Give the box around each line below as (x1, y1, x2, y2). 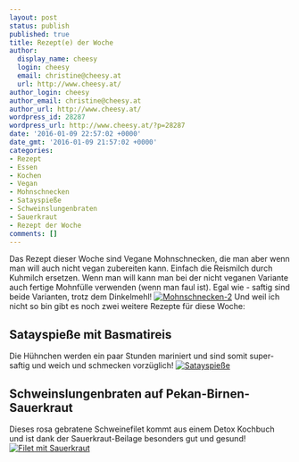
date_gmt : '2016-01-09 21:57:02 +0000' (9, 138, 158, 147)
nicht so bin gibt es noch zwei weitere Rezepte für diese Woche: (9, 301, 245, 312)
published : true (9, 29, 70, 38)
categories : (9, 146, 54, 155)
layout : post (9, 13, 58, 22)
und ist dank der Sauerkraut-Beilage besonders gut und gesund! (9, 433, 246, 443)
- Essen (9, 163, 38, 172)
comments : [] (9, 229, 58, 238)
